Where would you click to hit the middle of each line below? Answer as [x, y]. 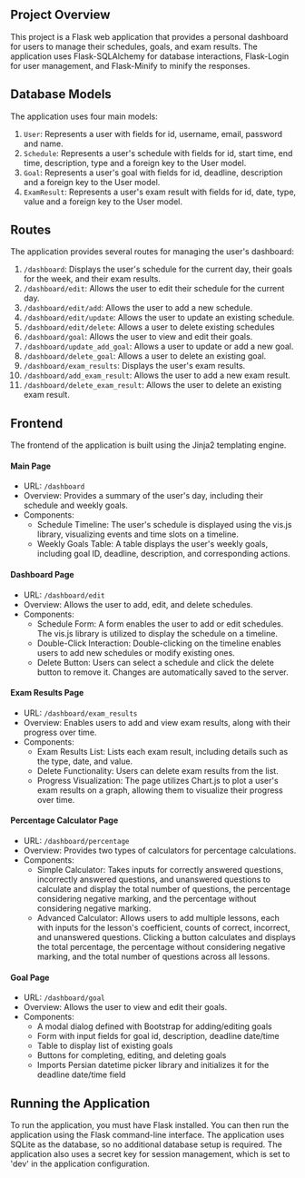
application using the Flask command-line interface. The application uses [148, 1135]
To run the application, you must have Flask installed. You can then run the [150, 1125]
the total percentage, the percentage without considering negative [161, 947]
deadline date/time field [81, 1074]
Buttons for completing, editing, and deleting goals [132, 1055]
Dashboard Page [43, 575]
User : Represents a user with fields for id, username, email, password [152, 134]
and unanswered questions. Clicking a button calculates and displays [166, 937]
